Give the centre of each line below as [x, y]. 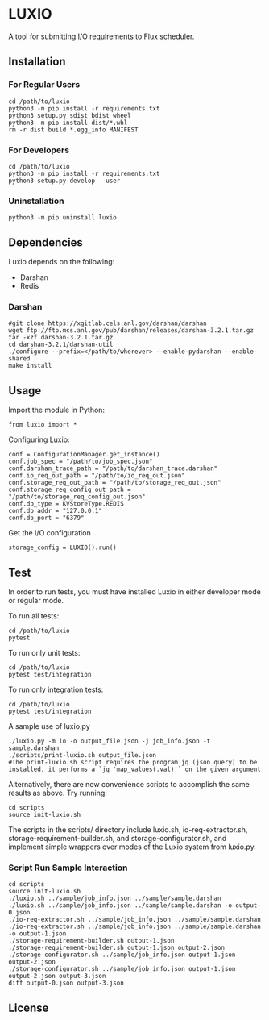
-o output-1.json [37, 934]
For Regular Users [44, 85]
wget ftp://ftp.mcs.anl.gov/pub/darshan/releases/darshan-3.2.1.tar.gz [131, 331]
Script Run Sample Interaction [68, 868]
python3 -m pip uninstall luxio [62, 218]
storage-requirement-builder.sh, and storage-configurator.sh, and [118, 838]
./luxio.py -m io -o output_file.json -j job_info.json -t [110, 741]
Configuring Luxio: [39, 439]
